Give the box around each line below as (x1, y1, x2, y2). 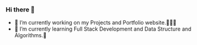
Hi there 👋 (5, 5, 36, 14)
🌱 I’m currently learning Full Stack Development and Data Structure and (14, 25, 192, 32)
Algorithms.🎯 (14, 32, 47, 39)
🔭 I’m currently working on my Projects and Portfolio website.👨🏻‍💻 (14, 19, 177, 26)
